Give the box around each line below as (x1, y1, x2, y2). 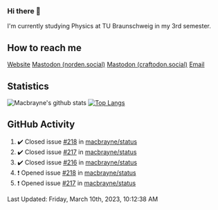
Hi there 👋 (7, 6, 42, 16)
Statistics (7, 80, 50, 92)
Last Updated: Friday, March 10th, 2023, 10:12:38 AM (7, 195, 158, 203)
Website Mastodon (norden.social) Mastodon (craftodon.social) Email (7, 60, 205, 68)
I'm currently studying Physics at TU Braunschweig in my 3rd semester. (7, 22, 211, 30)
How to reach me (7, 41, 82, 54)
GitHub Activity (7, 119, 75, 131)
